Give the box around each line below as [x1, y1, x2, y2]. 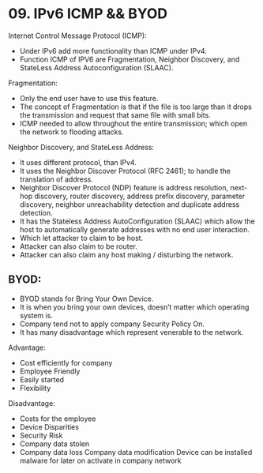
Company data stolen [19, 439, 90, 449]
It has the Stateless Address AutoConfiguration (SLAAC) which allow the [19, 216, 255, 226]
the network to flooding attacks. [19, 127, 124, 137]
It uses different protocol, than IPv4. [19, 157, 137, 167]
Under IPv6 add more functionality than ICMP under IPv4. [19, 46, 208, 55]
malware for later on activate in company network [19, 456, 182, 465]
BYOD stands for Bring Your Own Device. [19, 294, 154, 303]
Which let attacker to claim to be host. [19, 233, 144, 242]
